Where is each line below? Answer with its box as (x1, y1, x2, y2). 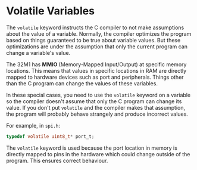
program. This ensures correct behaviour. (6, 157, 108, 164)
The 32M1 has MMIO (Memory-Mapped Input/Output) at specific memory (6, 61, 187, 68)
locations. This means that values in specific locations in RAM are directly (6, 67, 187, 74)
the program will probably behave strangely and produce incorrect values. (6, 110, 189, 118)
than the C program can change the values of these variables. (6, 79, 158, 87)
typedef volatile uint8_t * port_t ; (6, 133, 95, 140)
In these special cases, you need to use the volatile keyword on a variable (6, 91, 191, 98)
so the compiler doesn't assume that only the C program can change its (6, 97, 182, 105)
